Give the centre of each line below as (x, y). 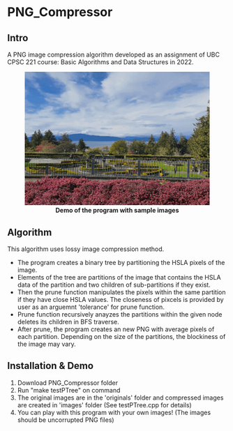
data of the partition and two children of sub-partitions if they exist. (114, 285)
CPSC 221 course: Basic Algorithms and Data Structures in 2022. (100, 62)
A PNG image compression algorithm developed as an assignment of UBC (113, 54)
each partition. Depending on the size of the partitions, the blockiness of (121, 336)
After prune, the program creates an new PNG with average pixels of (116, 329)
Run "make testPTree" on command (69, 390)
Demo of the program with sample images (117, 211)
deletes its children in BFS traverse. (68, 322)
